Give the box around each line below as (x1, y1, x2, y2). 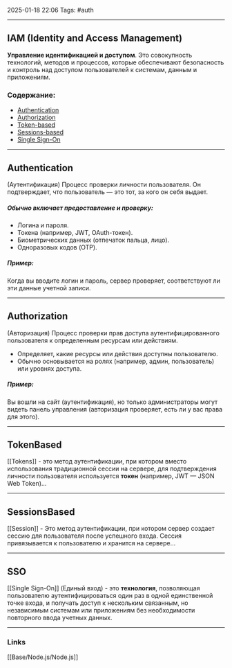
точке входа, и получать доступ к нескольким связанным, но (7, 599, 188, 607)
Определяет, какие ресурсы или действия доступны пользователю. (17, 349, 219, 358)
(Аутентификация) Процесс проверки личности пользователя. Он (7, 180, 202, 188)
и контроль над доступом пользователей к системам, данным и (7, 65, 197, 73)
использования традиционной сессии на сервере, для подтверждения (7, 464, 217, 473)
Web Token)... (7, 480, 47, 488)
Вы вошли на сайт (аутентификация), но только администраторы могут (7, 398, 218, 406)
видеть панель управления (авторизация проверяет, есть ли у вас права (7, 405, 223, 413)
